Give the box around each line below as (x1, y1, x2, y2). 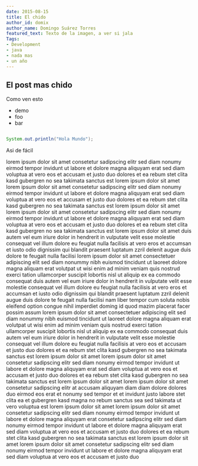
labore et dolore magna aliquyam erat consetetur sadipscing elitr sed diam (6, 416, 187, 423)
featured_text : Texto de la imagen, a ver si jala (6, 31, 133, 37)
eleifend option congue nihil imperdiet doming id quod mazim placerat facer (6, 302, 190, 310)
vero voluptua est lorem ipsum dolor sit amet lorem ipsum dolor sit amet (6, 403, 181, 410)
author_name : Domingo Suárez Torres (6, 25, 96, 31)
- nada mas (6, 53, 33, 58)
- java (6, 47, 22, 53)
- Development (6, 42, 41, 48)
